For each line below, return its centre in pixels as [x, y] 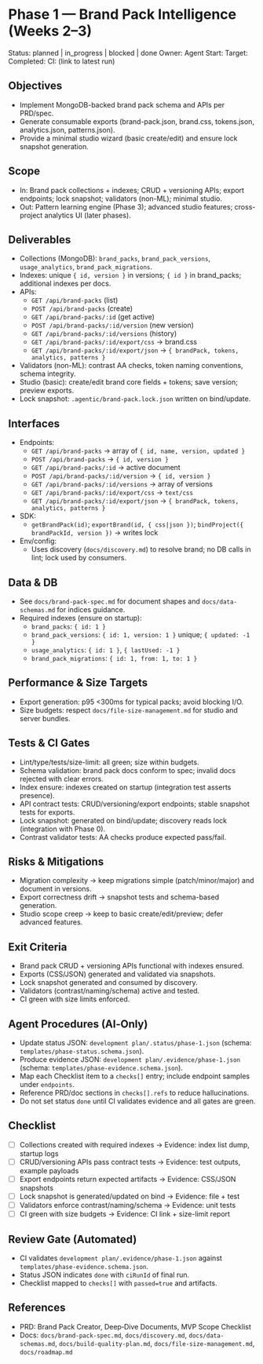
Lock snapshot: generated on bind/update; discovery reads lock [123, 820]
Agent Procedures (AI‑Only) [78, 1024]
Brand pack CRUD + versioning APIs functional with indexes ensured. [132, 966]
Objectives [35, 86]
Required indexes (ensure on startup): [81, 618]
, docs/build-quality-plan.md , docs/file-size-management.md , [155, 1343]
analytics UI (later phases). [88, 215]
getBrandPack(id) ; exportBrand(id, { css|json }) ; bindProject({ [137, 524]
